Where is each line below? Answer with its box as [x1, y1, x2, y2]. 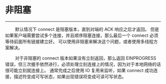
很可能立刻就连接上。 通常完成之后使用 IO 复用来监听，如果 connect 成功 [5, 67, 154, 73]
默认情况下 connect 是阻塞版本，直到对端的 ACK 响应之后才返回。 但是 [14, 26, 160, 32]
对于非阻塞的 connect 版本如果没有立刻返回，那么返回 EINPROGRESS [14, 55, 157, 61]
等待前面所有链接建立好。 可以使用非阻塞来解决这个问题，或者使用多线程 [5, 38, 154, 44]
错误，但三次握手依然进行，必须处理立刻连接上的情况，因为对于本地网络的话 [5, 61, 161, 67]
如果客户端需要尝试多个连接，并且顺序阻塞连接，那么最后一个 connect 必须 [5, 32, 159, 38]
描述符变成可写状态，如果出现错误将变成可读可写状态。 [13, 73, 126, 79]
